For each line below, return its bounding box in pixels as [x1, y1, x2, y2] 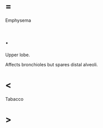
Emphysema [5, 17, 31, 23]
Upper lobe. [5, 52, 30, 58]
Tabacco [5, 96, 24, 102]
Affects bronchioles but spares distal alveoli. [5, 61, 98, 67]
